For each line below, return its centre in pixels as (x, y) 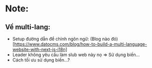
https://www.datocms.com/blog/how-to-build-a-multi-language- (80, 44)
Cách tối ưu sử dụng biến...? (41, 60)
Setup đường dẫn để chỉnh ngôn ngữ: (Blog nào (61, 39)
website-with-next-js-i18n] (40, 49)
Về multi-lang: (28, 27)
